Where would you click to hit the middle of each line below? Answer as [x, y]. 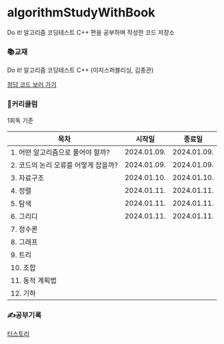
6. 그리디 [24, 216]
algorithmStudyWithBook [81, 13]
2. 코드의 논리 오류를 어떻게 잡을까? [64, 165]
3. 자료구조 [27, 178]
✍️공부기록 [24, 315]
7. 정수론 [24, 229]
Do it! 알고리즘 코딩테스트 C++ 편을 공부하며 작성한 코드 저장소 [91, 32]
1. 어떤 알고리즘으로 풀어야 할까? [60, 152]
